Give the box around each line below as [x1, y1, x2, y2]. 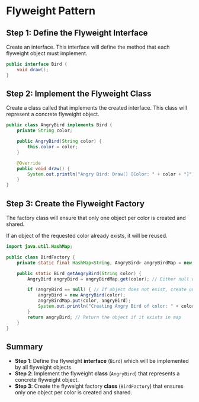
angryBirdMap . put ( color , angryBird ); [37, 298, 131, 304]
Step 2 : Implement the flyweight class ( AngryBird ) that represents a [14, 370, 180, 377]
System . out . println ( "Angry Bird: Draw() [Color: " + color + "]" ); [27, 171, 197, 177]
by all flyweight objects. [14, 363, 73, 371]
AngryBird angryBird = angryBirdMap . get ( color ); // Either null [27, 276, 190, 282]
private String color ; [17, 127, 73, 134]
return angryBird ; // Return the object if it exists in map [27, 314, 182, 320]
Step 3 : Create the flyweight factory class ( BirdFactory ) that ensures [14, 382, 184, 390]
